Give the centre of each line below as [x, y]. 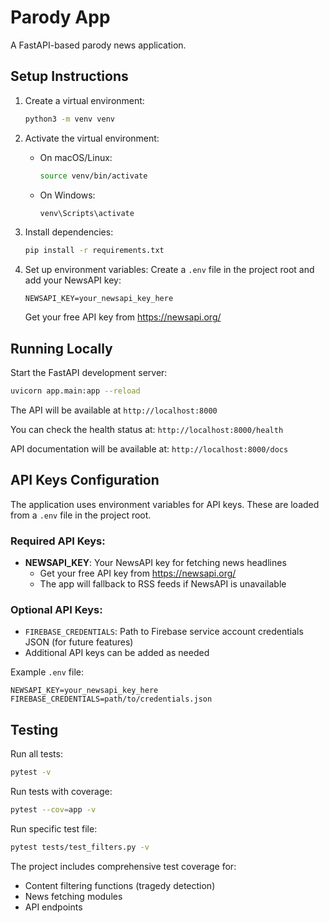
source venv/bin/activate [93, 176]
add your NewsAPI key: [73, 280]
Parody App [60, 17]
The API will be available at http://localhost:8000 [114, 410]
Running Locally [61, 348]
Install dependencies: [69, 232]
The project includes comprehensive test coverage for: [123, 866]
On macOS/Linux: [76, 157]
